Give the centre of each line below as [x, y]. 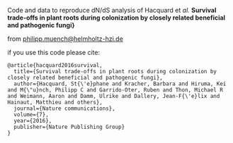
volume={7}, [32, 115]
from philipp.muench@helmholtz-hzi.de [66, 39]
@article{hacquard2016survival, [55, 66]
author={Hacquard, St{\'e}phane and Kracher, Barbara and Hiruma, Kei [120, 84]
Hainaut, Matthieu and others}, [55, 102]
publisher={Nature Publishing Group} [69, 127]
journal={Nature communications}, [64, 108]
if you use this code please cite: [54, 52]
